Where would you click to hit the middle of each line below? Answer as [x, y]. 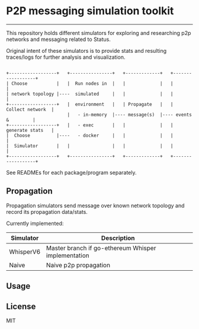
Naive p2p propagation [78, 265]
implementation [68, 255]
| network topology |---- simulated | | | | [90, 94]
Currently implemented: [35, 223]
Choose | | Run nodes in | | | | [92, 83]
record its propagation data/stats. [47, 211]
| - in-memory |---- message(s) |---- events [130, 115]
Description [118, 238]
